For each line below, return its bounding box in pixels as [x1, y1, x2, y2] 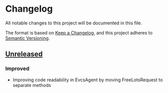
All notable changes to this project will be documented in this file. [5, 20, 143, 26]
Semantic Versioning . [5, 35, 50, 41]
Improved [5, 65, 30, 72]
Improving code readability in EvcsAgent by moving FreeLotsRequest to [12, 77, 163, 83]
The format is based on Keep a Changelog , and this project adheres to [5, 29, 153, 36]
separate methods [12, 82, 51, 88]
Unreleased [5, 50, 43, 58]
